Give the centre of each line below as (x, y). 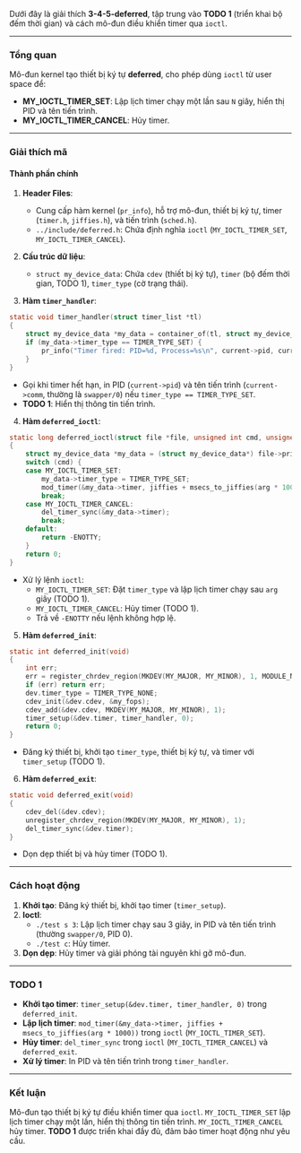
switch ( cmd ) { (54, 463)
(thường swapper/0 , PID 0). (84, 933)
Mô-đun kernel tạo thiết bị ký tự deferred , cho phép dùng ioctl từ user (141, 74)
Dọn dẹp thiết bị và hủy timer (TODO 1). (95, 854)
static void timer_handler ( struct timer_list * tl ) (106, 317)
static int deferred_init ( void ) (69, 651)
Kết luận (28, 1092)
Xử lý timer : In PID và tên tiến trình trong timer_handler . (125, 1062)
